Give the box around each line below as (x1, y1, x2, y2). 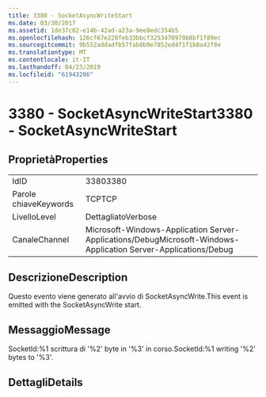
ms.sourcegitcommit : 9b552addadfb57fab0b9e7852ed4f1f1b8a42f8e (8, 41, 222, 49)
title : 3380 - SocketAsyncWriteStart (8, 11, 133, 20)
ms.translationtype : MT (8, 48, 87, 56)
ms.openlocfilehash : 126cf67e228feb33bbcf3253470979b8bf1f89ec (8, 33, 222, 42)
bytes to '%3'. (8, 353, 54, 362)
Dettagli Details (8, 376, 83, 389)
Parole (12, 188, 36, 199)
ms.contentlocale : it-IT (8, 56, 90, 64)
